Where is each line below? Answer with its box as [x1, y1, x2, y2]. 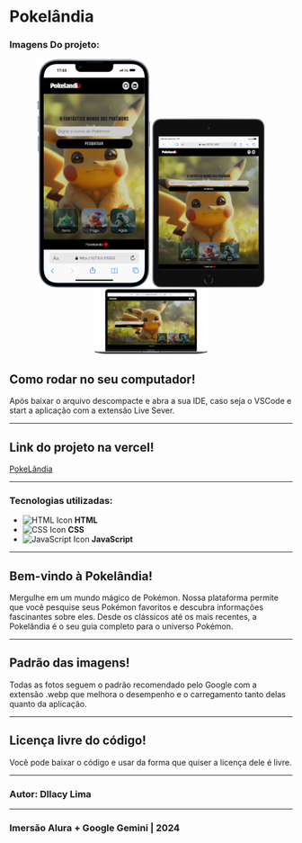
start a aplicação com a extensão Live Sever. [9, 405, 175, 416]
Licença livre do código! [9, 733, 147, 749]
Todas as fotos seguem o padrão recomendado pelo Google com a [9, 679, 258, 690]
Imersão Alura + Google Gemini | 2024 [9, 821, 181, 834]
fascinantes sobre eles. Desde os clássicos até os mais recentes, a [9, 612, 258, 623]
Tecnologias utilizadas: [9, 494, 113, 507]
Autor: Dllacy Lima [9, 787, 92, 800]
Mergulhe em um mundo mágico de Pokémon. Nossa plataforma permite [9, 592, 279, 604]
